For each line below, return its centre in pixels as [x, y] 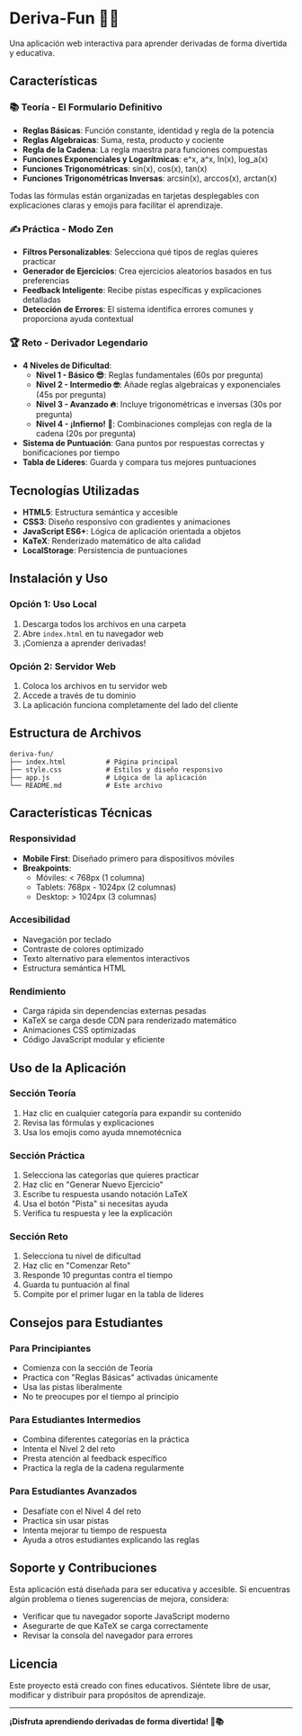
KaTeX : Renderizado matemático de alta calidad [111, 541]
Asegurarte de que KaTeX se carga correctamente [115, 1626]
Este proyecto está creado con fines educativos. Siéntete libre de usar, [140, 1686]
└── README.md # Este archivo [86, 785]
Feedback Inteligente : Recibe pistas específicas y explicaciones [142, 290]
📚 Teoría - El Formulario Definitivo [86, 107]
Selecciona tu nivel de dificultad [82, 1256]
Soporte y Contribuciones [83, 1568]
